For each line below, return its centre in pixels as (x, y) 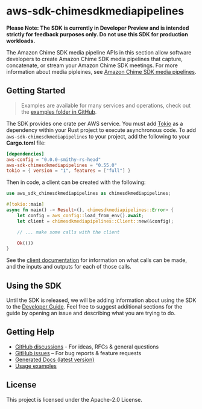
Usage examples (36, 366)
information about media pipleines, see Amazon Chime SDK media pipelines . (101, 71)
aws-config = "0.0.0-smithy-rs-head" (54, 159)
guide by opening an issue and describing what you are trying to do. (91, 313)
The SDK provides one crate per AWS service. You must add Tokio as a (95, 123)
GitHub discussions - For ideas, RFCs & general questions (87, 347)
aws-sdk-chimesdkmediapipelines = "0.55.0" (62, 165)
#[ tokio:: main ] (25, 204)
